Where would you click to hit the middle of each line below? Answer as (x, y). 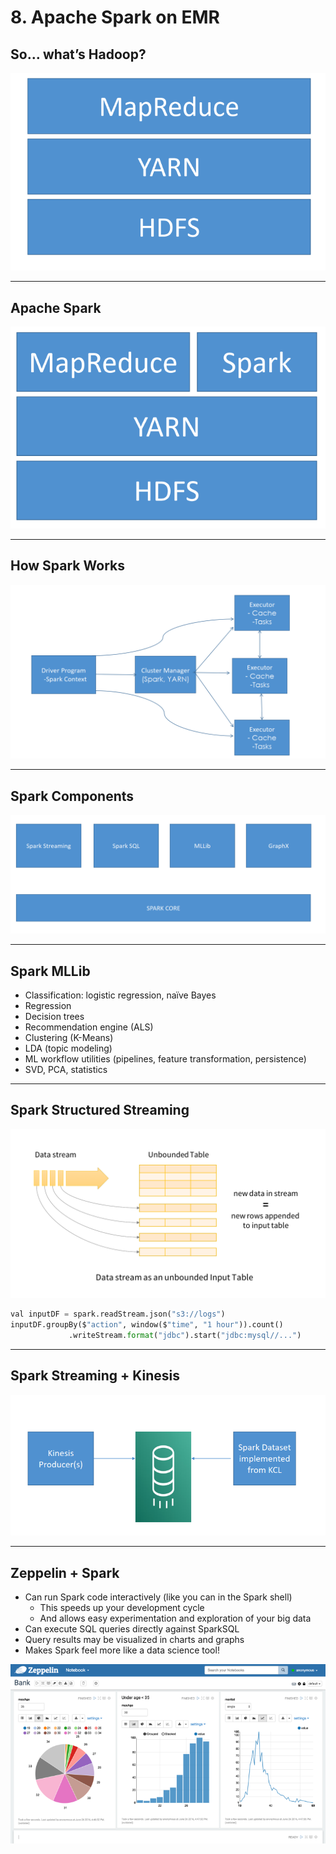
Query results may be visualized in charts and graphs (134, 1640)
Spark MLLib (50, 971)
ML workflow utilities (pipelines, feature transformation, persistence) (165, 1058)
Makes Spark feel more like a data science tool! (122, 1650)
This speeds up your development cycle (122, 1608)
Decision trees (54, 1016)
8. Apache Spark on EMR (115, 17)
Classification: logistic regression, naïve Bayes (120, 995)
